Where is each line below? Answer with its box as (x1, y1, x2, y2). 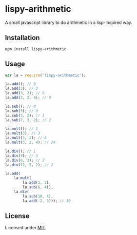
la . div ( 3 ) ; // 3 (5, 153, 38, 158)
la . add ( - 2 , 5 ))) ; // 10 (22, 198, 71, 203)
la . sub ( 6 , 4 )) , (22, 185, 54, 190)
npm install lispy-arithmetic (5, 46, 67, 52)
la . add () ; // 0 (5, 81, 36, 86)
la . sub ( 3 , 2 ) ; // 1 (5, 113, 45, 118)
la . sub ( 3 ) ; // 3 (5, 108, 38, 113)
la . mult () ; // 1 (5, 126, 38, 131)
